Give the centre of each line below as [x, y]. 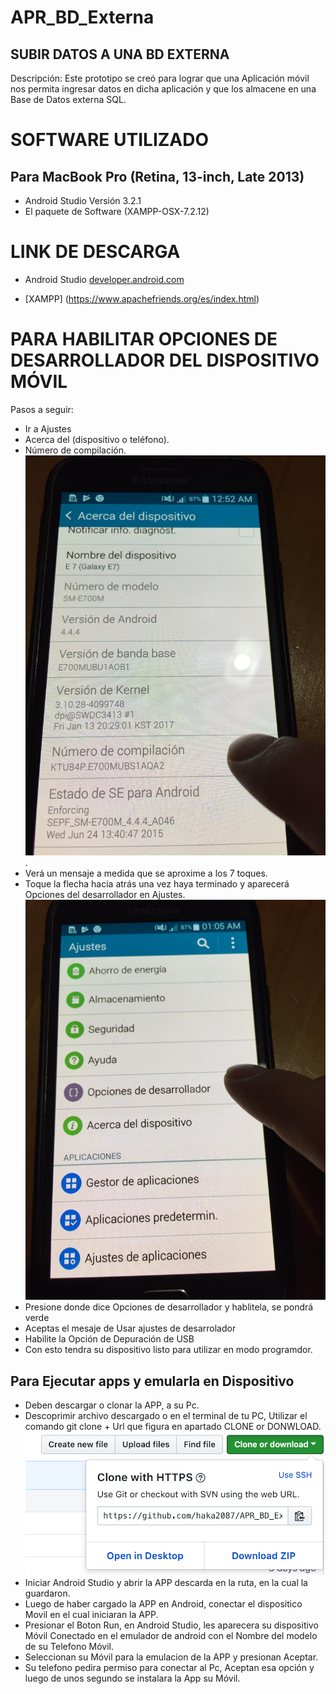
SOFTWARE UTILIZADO [110, 140]
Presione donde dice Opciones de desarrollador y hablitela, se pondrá [169, 1307]
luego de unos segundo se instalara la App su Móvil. [132, 1678]
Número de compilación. [75, 450]
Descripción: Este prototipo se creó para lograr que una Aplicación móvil [160, 78]
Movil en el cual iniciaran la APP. [91, 1614]
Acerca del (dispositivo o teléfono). [97, 439]
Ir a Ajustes [48, 428]
